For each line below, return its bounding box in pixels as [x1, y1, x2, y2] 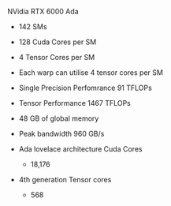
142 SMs [18, 22, 48, 31]
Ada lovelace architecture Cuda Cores [18, 144, 143, 153]
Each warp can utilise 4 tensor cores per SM [18, 68, 163, 77]
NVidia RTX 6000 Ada [7, 7, 80, 16]
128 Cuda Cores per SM [18, 37, 97, 47]
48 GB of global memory [18, 114, 99, 123]
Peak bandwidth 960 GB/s [18, 129, 105, 138]
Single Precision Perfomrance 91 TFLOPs [18, 83, 153, 92]
